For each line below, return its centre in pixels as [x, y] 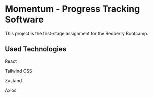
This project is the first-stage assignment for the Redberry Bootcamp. [77, 33]
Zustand [14, 80]
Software [24, 20]
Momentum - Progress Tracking [73, 9]
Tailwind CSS [19, 71]
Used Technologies [36, 49]
